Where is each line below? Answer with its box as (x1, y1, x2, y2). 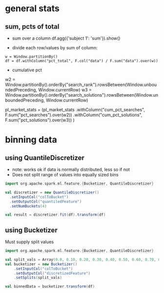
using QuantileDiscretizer (5, 153, 84, 162)
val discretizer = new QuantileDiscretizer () (5, 190, 99, 195)
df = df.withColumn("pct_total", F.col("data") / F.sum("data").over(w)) (5, 59, 159, 63)
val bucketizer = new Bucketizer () (5, 262, 78, 267)
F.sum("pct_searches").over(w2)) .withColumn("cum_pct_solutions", (5, 112, 143, 118)
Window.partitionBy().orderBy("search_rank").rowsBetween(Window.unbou (5, 82, 157, 87)
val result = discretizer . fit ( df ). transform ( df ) (5, 212, 106, 217)
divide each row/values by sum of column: (12, 45, 98, 50)
